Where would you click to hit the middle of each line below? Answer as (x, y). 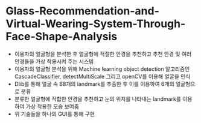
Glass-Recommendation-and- (82, 11)
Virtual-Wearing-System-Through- (96, 24)
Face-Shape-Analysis (62, 37)
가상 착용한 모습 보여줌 (53, 106)
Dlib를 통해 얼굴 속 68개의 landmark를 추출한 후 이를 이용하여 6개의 (94, 84)
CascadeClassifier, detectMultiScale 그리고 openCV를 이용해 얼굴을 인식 (102, 76)
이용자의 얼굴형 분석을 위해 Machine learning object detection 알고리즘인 (102, 69)
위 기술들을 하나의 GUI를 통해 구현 (54, 114)
